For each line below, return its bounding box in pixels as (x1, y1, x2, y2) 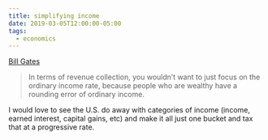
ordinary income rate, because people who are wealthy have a (28, 81, 238, 91)
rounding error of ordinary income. (28, 90, 145, 100)
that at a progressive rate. (8, 122, 95, 132)
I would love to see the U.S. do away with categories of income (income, (8, 105, 250, 115)
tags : (8, 27, 27, 35)
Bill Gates (8, 57, 41, 66)
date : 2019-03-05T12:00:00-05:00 (8, 19, 122, 28)
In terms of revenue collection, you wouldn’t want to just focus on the (28, 72, 261, 82)
